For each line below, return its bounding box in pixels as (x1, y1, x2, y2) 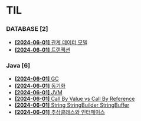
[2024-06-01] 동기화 (14, 82, 66, 89)
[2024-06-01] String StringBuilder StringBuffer (14, 101, 130, 109)
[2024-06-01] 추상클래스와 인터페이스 (14, 108, 105, 116)
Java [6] (6, 62, 31, 70)
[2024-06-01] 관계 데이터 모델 (14, 39, 88, 46)
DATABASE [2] (6, 25, 48, 33)
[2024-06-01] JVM (14, 88, 63, 95)
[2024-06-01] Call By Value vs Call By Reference (14, 95, 135, 102)
